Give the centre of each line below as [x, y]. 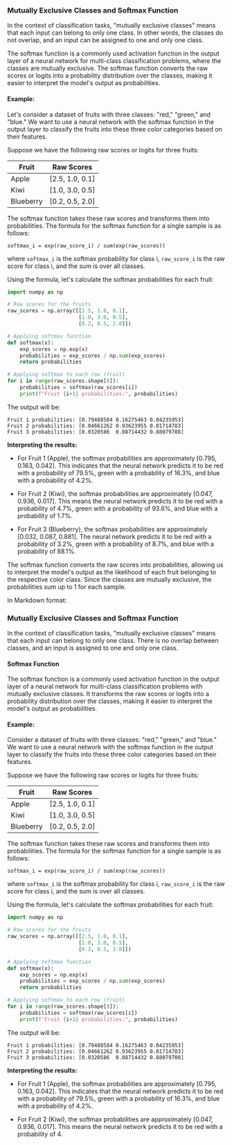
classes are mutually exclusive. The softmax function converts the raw [108, 69]
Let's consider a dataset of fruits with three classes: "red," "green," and [109, 114]
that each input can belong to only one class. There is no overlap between [113, 641]
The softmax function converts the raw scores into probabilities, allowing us [115, 565]
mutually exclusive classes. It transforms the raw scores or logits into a [108, 694]
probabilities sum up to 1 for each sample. [67, 587]
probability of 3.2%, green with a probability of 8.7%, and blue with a [116, 544]
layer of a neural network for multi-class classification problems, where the [114, 61]
